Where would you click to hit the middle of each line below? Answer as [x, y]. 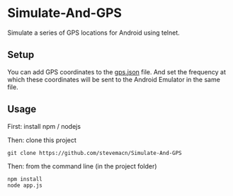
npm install [25, 179]
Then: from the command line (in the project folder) [82, 166]
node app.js [25, 185]
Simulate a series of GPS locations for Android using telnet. [94, 33]
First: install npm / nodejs [44, 126]
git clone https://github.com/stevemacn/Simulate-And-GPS [95, 153]
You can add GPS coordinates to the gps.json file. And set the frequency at [117, 71]
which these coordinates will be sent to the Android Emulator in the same [114, 79]
